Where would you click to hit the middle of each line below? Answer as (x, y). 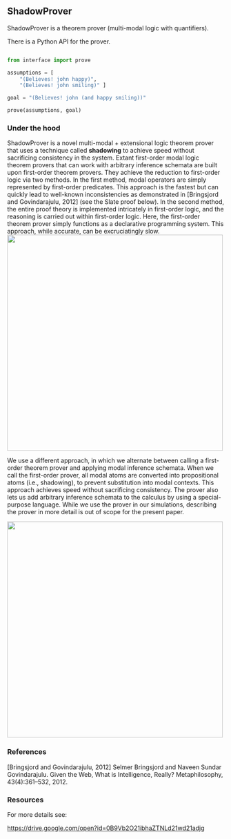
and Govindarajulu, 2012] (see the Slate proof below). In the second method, (116, 202)
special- (210, 498)
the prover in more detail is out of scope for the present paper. (96, 512)
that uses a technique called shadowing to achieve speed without (101, 151)
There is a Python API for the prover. (59, 41)
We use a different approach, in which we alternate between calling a (106, 461)
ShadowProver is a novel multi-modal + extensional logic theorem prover (111, 143)
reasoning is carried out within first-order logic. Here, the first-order (103, 216)
